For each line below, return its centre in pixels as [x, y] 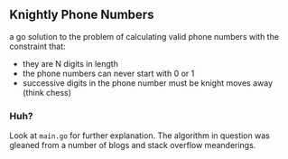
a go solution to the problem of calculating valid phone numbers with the [144, 36]
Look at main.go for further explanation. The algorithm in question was [140, 136]
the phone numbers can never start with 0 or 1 [108, 73]
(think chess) [47, 92]
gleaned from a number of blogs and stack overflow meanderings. [133, 145]
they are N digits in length [70, 63]
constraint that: [37, 46]
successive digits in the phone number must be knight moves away [148, 83]
